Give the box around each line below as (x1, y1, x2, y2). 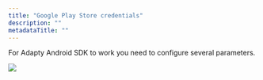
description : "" (8, 19, 62, 27)
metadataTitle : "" (8, 26, 69, 34)
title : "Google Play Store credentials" (8, 11, 144, 20)
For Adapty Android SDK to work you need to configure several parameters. (8, 48, 256, 58)
